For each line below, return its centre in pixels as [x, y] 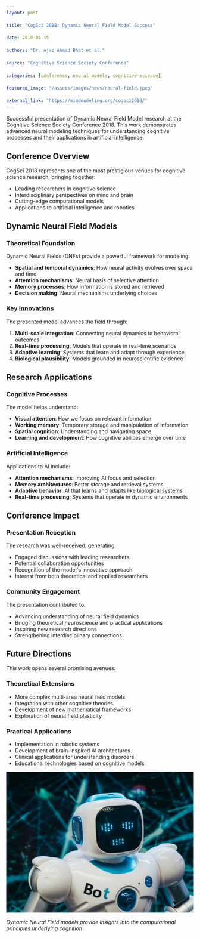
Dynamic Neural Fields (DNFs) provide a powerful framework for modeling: [98, 256]
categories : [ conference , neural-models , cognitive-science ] [84, 75]
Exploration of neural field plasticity [58, 715]
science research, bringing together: [51, 177]
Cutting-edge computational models [59, 201]
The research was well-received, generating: [61, 545]
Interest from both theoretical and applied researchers [81, 576]
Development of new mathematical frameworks [73, 709]
